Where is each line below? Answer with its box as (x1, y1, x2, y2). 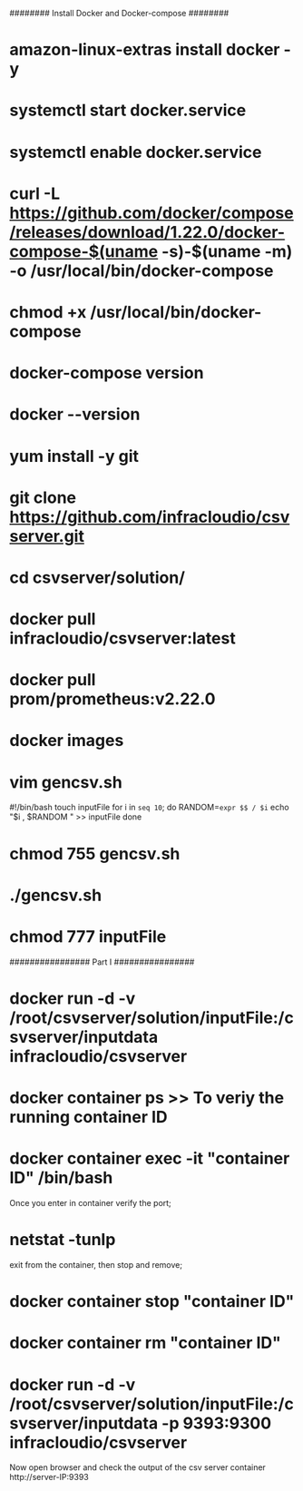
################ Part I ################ (9, 956, 195, 967)
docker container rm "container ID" (9, 1333, 281, 1353)
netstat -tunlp (9, 1230, 116, 1251)
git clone (9, 487, 77, 507)
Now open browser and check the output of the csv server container (9, 1462, 266, 1473)
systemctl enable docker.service (9, 142, 262, 162)
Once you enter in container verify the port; (9, 1198, 172, 1208)
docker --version (9, 404, 141, 425)
